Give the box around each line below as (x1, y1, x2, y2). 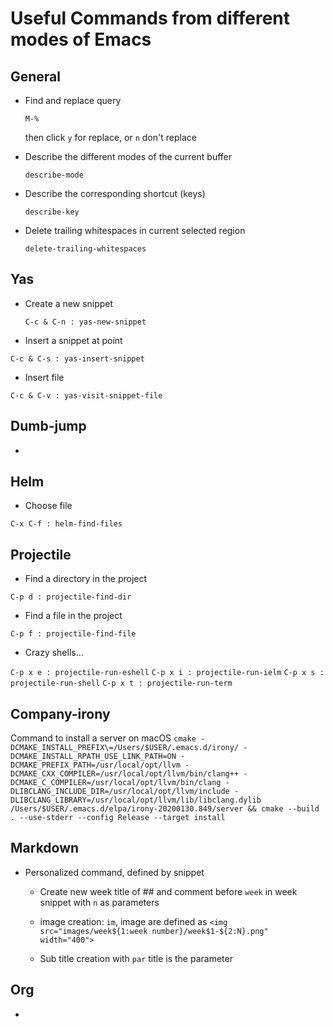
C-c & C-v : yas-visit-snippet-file (10, 390, 163, 401)
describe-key (24, 207, 80, 217)
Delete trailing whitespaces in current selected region (24, 225, 246, 236)
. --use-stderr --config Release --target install (10, 813, 226, 823)
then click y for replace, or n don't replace (24, 132, 197, 143)
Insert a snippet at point (24, 334, 123, 346)
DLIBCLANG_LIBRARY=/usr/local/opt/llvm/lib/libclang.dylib (10, 795, 262, 806)
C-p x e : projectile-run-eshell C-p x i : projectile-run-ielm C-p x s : (10, 668, 325, 678)
